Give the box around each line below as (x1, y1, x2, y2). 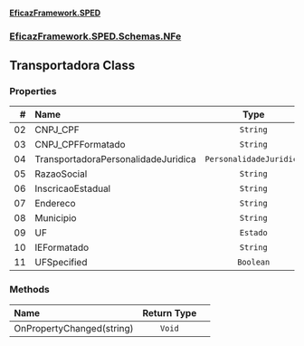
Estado (239, 227, 269, 238)
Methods (9, 284, 50, 296)
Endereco (34, 197, 76, 210)
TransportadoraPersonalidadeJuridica (34, 153, 196, 166)
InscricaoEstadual (34, 182, 111, 195)
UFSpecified (34, 256, 88, 269)
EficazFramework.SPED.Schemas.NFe (9, 30, 182, 43)
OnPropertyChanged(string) (14, 322, 134, 334)
